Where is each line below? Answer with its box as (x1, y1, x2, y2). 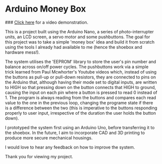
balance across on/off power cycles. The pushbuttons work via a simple (5, 64, 149, 70)
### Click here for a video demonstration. (5, 19, 88, 25)
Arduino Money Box (5, 3, 86, 15)
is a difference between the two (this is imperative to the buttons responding (5, 105, 157, 111)
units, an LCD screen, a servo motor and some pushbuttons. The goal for (5, 34, 150, 40)
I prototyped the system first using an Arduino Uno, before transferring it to (5, 124, 155, 130)
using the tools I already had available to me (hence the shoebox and (5, 44, 143, 50)
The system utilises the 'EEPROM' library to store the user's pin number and (5, 59, 156, 64)
